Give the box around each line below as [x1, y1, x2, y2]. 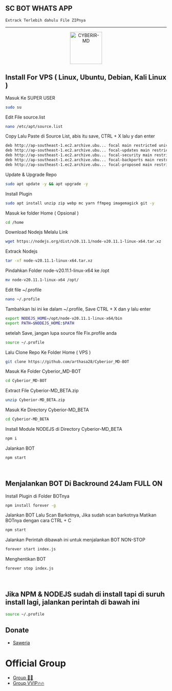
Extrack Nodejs [5, 248, 38, 255]
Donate [5, 626, 29, 635]
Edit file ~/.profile [5, 287, 42, 293]
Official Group [5, 657, 67, 669]
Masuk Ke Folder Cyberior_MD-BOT [5, 368, 81, 374]
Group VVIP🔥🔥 [12, 680, 45, 686]
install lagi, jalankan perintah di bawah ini [5, 598, 140, 607]
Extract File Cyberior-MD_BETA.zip [5, 388, 79, 394]
